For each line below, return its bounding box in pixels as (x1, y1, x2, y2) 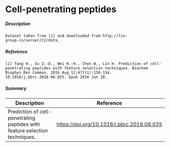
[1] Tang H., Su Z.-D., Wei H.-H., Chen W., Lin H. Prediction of (5, 61, 148, 66)
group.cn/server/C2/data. (5, 38, 60, 43)
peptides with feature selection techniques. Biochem (32, 66, 148, 71)
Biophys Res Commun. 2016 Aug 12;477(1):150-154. (5, 70, 112, 76)
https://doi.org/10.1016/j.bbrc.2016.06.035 (56, 121, 162, 128)
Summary (5, 85, 27, 91)
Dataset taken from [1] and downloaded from (5, 33, 101, 39)
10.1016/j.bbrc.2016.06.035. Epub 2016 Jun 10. (5, 75, 108, 80)
